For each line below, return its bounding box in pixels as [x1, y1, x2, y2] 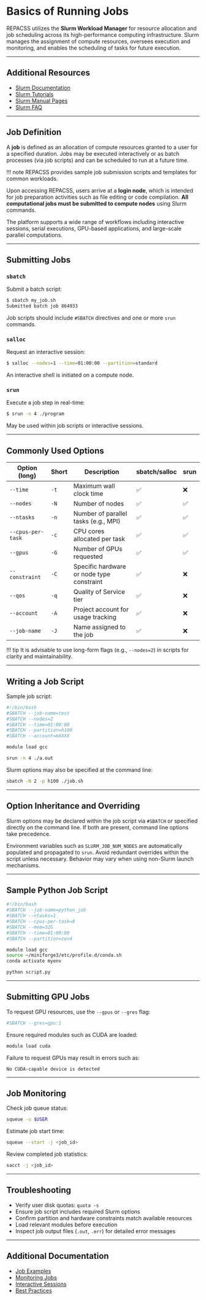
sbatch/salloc [135, 467, 177, 476]
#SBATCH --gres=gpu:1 [6, 1020, 62, 1026]
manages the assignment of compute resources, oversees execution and [6, 37, 191, 45]
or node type [73, 570, 111, 579]
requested [73, 552, 103, 561]
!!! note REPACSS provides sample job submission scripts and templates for [6, 168, 197, 175]
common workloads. [6, 175, 58, 182]
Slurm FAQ [15, 103, 43, 111]
